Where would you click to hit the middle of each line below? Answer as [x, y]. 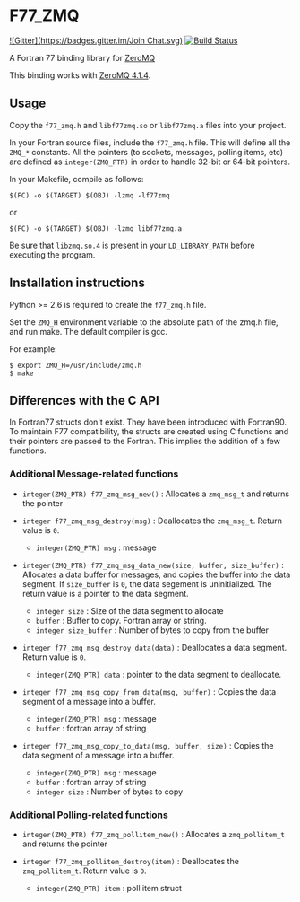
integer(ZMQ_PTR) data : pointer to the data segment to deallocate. [159, 674]
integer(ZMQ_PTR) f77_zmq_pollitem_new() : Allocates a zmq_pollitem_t [153, 834]
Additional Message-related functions [94, 474]
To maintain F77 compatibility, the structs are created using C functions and [149, 432]
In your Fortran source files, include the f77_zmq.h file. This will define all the [150, 142]
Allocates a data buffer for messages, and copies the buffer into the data [156, 574]
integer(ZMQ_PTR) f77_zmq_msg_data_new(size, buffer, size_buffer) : [153, 565]
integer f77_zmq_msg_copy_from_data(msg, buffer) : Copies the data [149, 691]
